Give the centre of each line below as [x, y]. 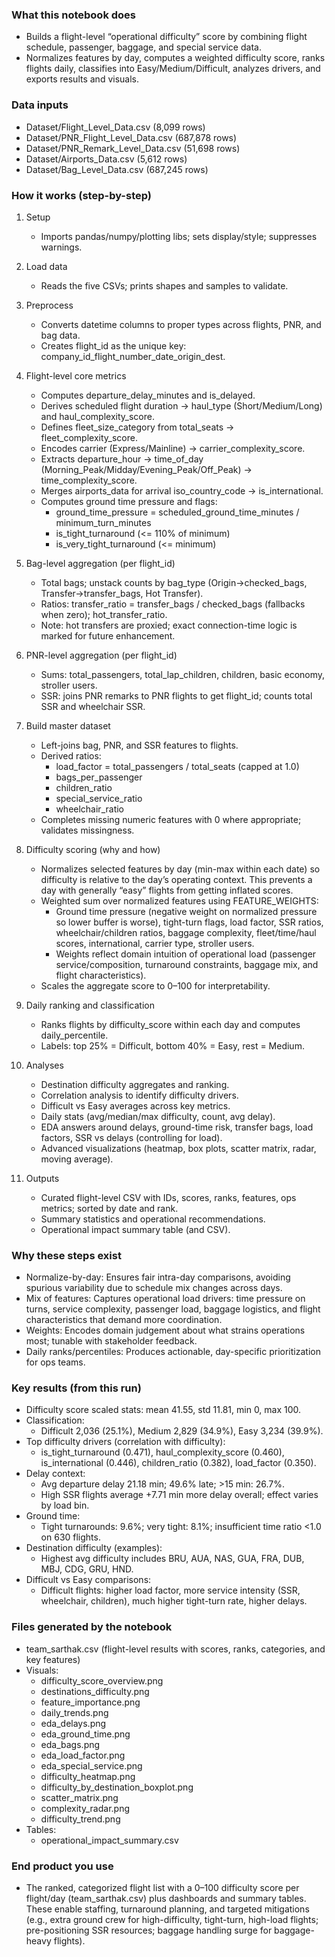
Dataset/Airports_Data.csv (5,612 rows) [106, 159]
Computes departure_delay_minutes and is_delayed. [148, 395]
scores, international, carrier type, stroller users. [155, 943]
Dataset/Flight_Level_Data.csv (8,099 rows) [115, 127]
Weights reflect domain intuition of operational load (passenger [186, 954]
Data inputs [40, 105]
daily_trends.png [74, 1712]
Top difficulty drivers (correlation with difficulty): [125, 1442]
